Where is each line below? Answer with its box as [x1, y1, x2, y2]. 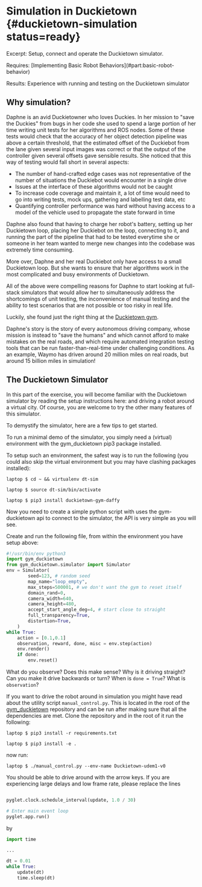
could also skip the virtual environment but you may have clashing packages [6, 458, 196, 465]
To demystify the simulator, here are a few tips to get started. [6, 421, 158, 429]
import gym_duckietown [6, 556, 63, 562]
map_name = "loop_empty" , [28, 579, 87, 585]
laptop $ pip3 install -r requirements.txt [6, 730, 118, 736]
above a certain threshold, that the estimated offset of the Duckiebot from [6, 139, 190, 146]
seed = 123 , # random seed [28, 573, 90, 579]
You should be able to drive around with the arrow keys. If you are [6, 774, 170, 781]
